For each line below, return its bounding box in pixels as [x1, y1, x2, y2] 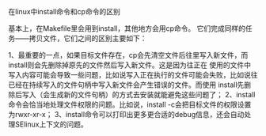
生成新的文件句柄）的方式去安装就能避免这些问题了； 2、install [49, 90, 256, 99]
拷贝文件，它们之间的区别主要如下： [28, 34, 147, 43]
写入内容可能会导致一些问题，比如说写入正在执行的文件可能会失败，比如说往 [8, 70, 258, 79]
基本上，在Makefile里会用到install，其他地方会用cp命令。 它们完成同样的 [8, 24, 246, 33]
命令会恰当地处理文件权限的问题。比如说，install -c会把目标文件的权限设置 [8, 100, 252, 109]
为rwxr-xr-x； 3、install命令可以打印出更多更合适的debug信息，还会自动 [8, 110, 245, 119]
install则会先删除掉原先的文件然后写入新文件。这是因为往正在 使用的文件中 [8, 60, 252, 70]
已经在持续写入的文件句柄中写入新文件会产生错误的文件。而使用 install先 [8, 80, 245, 89]
